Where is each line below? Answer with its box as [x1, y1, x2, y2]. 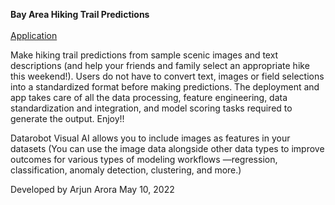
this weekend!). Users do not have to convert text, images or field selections [10, 70, 325, 82]
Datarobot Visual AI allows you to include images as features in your [10, 132, 291, 144]
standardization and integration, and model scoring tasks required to [10, 102, 293, 114]
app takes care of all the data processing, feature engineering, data [10, 92, 288, 103]
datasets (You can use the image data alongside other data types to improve [10, 143, 325, 154]
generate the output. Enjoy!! [10, 113, 125, 124]
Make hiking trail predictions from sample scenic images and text [10, 49, 279, 61]
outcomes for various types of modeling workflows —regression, [10, 154, 278, 165]
